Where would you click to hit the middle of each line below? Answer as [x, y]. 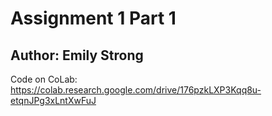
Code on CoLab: [44, 79]
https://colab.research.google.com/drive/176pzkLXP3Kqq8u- [136, 90]
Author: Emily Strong [77, 55]
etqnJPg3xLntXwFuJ [53, 100]
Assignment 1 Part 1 [93, 18]
